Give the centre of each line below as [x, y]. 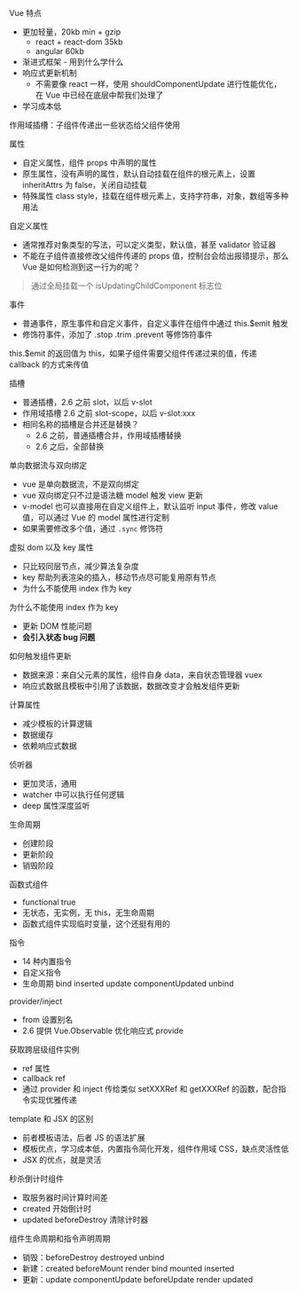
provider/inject [36, 1001]
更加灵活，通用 [49, 784]
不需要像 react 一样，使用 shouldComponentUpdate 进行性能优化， [158, 84]
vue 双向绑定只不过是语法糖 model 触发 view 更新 [113, 495]
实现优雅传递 [53, 1100]
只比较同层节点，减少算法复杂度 [80, 566]
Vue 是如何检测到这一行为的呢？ [81, 267]
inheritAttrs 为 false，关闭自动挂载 [85, 185]
